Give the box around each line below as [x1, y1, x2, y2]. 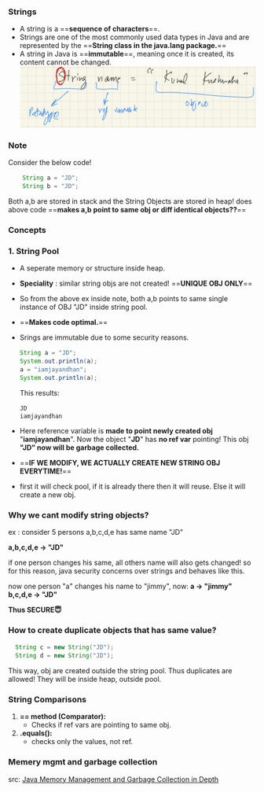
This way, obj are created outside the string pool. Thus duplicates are [8, 666, 233, 675]
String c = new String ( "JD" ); [15, 643, 114, 651]
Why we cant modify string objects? [8, 510, 149, 521]
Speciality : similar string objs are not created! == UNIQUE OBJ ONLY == [19, 278, 253, 289]
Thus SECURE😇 [8, 605, 62, 614]
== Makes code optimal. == [19, 318, 108, 327]
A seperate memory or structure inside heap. [19, 263, 166, 273]
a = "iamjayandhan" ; [19, 365, 87, 374]
